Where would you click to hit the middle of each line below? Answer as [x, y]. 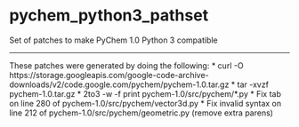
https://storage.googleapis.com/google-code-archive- [109, 75]
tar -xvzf [253, 84]
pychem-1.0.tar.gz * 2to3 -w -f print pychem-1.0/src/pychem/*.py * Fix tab [145, 93]
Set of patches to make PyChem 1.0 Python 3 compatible [113, 40]
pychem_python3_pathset [109, 16]
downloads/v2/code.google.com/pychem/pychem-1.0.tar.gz [119, 84]
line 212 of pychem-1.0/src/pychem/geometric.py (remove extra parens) [141, 113]
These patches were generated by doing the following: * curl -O [126, 65]
